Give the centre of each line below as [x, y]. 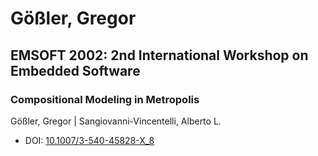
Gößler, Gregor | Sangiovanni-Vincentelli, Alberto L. [116, 121]
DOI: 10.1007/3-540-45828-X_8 [89, 140]
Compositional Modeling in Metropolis [105, 99]
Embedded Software [75, 70]
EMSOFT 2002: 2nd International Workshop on [159, 55]
